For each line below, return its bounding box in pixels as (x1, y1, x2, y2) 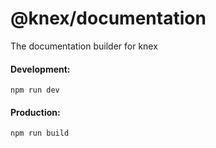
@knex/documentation (10, 7, 207, 30)
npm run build (10, 128, 70, 139)
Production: (10, 106, 61, 118)
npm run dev (10, 85, 60, 96)
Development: (10, 63, 71, 75)
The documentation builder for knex (10, 40, 158, 52)
